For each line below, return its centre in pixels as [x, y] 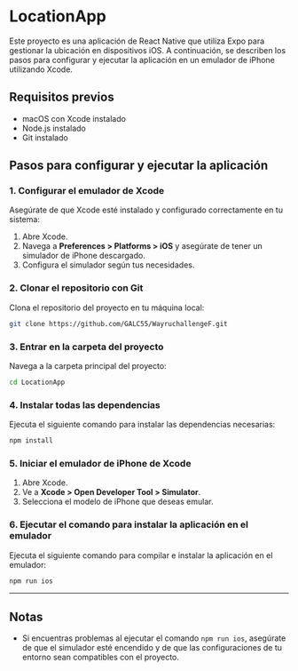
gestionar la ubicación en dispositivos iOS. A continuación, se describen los [148, 50]
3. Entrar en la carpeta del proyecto [86, 347]
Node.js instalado [54, 128]
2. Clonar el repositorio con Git [76, 288]
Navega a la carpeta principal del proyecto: [88, 365]
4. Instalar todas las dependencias [85, 404]
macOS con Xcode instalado [74, 118]
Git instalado [45, 137]
